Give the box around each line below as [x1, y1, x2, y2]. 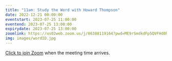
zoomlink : [5, 31, 27, 36]
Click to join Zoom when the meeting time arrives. [5, 49, 110, 56]
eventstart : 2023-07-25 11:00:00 [5, 17, 77, 22]
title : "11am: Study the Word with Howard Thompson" [5, 7, 120, 13]
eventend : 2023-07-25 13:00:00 [5, 21, 72, 27]
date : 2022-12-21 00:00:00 [5, 12, 63, 17]
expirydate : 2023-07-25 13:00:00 [5, 26, 77, 32]
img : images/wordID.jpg [5, 36, 56, 41]
